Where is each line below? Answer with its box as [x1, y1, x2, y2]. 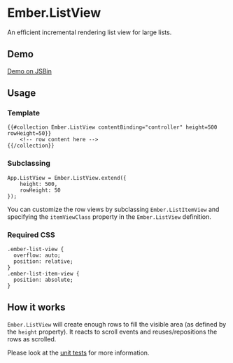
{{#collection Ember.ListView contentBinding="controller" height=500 [7, 124, 218, 131]
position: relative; [13, 258, 73, 265]
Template [7, 108, 41, 118]
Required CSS [7, 229, 55, 239]
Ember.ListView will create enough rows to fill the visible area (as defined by [7, 320, 227, 328]
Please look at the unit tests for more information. [7, 348, 150, 357]
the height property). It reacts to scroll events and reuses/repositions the [7, 327, 218, 336]
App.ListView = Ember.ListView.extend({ [7, 174, 127, 181]
